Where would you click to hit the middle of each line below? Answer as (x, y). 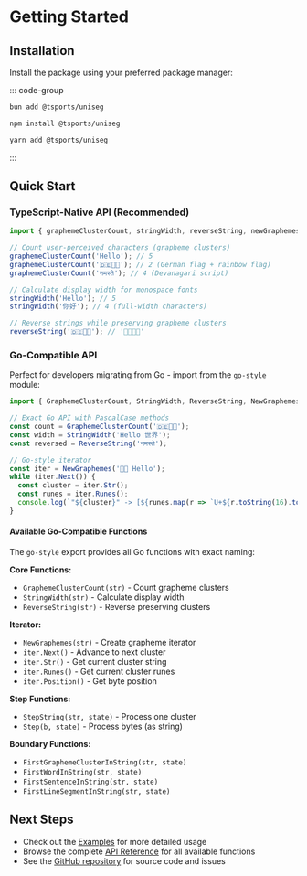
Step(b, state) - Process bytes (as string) (102, 726)
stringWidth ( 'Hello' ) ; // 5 (63, 298)
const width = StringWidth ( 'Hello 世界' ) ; (90, 435)
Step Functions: (40, 699)
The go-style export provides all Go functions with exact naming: (132, 552)
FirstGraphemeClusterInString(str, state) (105, 763)
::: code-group (37, 90)
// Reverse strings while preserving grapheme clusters (118, 323)
